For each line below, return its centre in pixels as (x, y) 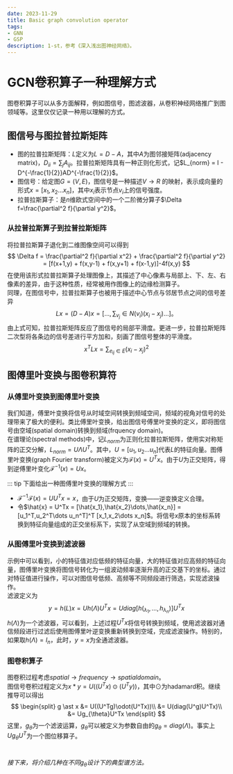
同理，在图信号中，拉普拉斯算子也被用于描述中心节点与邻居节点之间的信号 (113, 292)
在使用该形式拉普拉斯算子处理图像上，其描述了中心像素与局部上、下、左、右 (116, 275)
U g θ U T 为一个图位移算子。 (44, 736)
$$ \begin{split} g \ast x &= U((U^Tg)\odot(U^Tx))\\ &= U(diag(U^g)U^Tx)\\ (116, 706)
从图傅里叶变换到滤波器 (46, 545)
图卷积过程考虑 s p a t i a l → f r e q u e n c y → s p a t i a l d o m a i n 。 (86, 677)
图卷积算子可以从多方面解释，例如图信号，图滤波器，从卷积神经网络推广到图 (116, 103)
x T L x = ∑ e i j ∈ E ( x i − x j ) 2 (116, 349)
